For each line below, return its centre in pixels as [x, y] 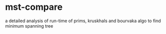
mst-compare [34, 7]
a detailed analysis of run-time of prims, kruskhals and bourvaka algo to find [83, 21]
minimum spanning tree [29, 26]
